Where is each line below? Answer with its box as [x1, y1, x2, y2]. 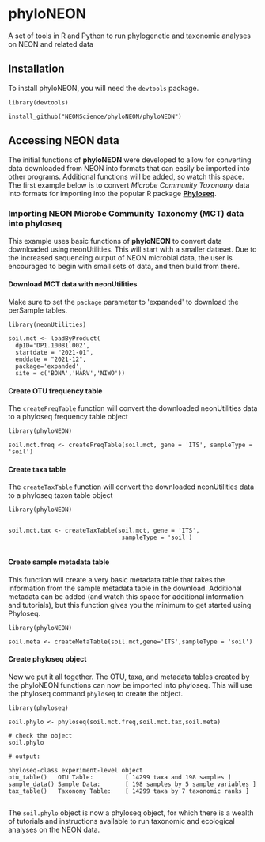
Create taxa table [8, 465, 66, 474]
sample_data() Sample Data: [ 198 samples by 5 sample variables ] [8, 780, 257, 788]
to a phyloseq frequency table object [8, 412, 128, 422]
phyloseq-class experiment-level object [8, 766, 144, 774]
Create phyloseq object [8, 654, 87, 664]
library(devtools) [8, 98, 69, 107]
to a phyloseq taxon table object [8, 491, 113, 500]
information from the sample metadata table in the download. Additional [8, 583, 243, 593]
